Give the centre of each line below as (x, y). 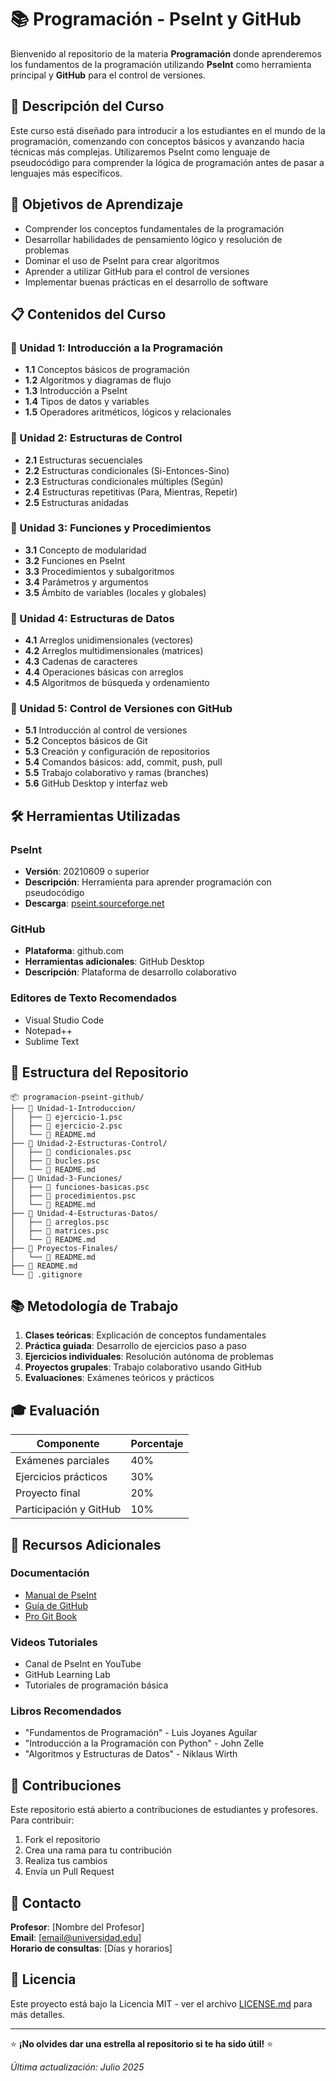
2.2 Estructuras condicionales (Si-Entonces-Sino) (127, 470)
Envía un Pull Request (69, 1872)
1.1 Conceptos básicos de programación (107, 370)
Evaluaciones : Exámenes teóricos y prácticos (119, 1378)
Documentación (50, 1573)
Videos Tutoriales (54, 1642)
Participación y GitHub (68, 1509)
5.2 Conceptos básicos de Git (86, 741)
